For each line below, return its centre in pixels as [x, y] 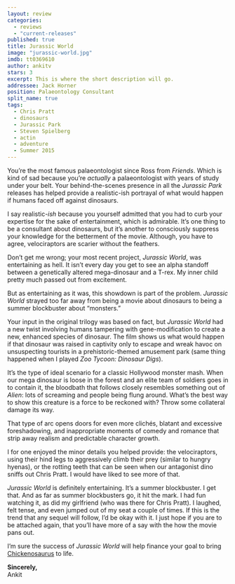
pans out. [21, 532]
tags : [15, 105]
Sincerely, [22, 567]
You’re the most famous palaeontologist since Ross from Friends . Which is [115, 170]
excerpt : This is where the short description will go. [90, 79]
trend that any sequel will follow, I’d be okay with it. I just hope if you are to [115, 517]
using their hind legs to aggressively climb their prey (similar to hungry [109, 459]
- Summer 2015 [34, 151]
